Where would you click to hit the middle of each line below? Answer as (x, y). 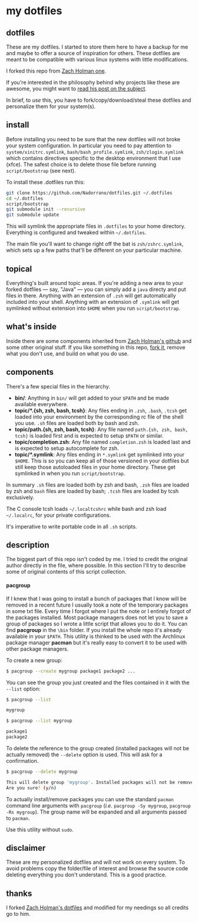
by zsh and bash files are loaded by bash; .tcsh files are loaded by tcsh (93, 491)
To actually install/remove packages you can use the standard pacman (90, 799)
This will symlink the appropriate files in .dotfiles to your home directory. (96, 226)
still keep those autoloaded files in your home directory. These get (95, 467)
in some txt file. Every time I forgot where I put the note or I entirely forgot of (99, 611)
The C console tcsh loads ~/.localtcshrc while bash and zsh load (86, 509)
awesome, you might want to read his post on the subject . (77, 89)
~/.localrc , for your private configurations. (59, 515)
